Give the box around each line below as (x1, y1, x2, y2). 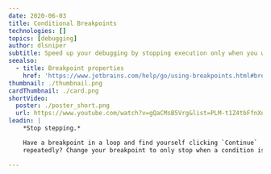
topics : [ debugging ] (8, 34, 78, 43)
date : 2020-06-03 (8, 11, 67, 20)
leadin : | (8, 117, 42, 125)
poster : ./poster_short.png (15, 101, 110, 110)
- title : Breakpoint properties (15, 64, 125, 72)
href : (23, 72, 42, 80)
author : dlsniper (8, 42, 67, 50)
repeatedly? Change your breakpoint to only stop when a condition (23, 146, 254, 154)
